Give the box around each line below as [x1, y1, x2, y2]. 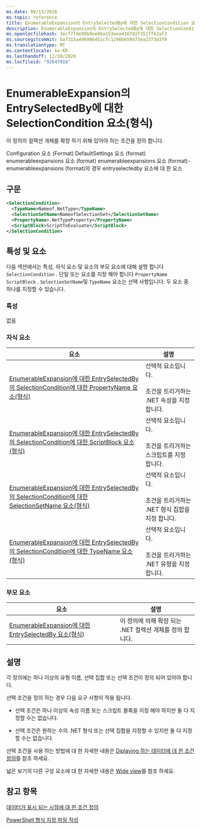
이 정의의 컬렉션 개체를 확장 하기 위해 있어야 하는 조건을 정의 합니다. [6, 137, 164, 144]
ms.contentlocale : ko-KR [6, 48, 68, 54]
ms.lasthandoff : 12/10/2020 [6, 53, 77, 59]
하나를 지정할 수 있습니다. [6, 285, 66, 293]
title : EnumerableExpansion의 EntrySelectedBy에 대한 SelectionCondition [6, 20, 189, 26]
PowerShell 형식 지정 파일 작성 [6, 816, 79, 823]
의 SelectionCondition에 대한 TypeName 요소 [9, 547, 133, 555]
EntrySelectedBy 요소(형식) [9, 630, 85, 639]
